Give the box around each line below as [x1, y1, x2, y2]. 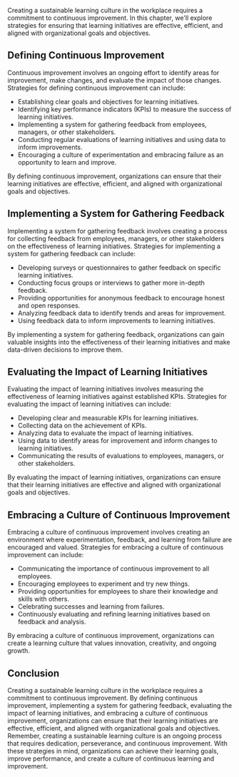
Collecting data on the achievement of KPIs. [17, 421, 147, 430]
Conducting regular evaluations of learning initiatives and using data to [17, 135, 226, 143]
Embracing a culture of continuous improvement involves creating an [7, 528, 210, 537]
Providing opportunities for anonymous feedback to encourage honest [17, 293, 225, 302]
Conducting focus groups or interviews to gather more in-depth [17, 278, 205, 287]
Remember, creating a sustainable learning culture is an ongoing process [7, 731, 223, 741]
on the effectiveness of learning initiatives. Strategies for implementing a [7, 242, 221, 250]
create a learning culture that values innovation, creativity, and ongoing [7, 639, 217, 648]
